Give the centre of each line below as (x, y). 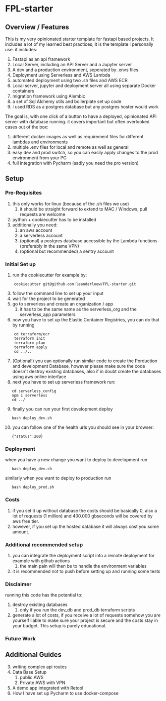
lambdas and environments (40, 142)
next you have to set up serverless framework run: (64, 382)
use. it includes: (21, 50)
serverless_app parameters (48, 314)
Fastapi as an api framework (41, 59)
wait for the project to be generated (49, 299)
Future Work (20, 639)
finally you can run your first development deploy (62, 409)
